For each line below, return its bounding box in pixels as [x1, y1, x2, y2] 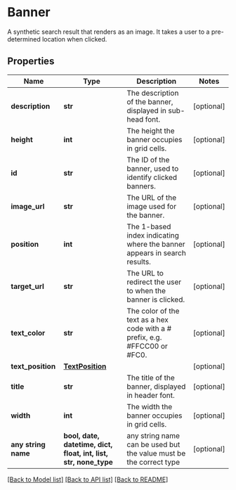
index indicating [126, 230, 179, 240]
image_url [11, 201, 45, 211]
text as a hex [126, 314, 169, 324]
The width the [126, 401, 173, 411]
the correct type [126, 457, 181, 467]
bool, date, [63, 430, 100, 440]
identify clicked [126, 172, 178, 182]
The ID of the [126, 155, 170, 165]
